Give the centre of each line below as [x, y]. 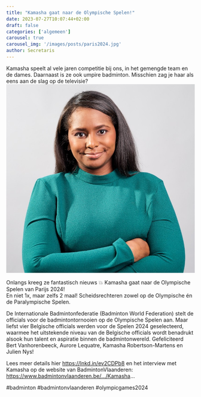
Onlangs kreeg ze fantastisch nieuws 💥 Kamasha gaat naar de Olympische [98, 282]
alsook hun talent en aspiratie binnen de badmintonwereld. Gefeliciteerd [95, 339]
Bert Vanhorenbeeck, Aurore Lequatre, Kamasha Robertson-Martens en [95, 345]
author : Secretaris [31, 51]
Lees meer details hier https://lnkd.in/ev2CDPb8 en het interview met [92, 363]
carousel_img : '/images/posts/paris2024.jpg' [64, 44]
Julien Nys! [20, 351]
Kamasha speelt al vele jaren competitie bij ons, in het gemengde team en [97, 68]
